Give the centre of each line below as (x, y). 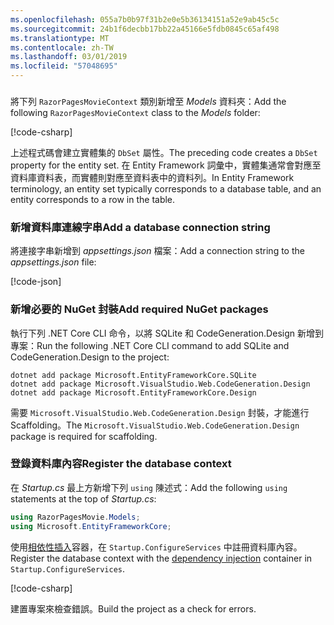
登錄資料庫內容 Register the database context (121, 464)
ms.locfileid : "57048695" (64, 66)
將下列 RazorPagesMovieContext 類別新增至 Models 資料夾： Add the (148, 101)
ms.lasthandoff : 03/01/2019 (69, 57)
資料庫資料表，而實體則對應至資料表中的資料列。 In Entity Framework (152, 177)
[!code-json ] (36, 282)
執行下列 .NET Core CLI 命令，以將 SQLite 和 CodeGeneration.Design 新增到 (167, 333)
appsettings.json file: (53, 262)
